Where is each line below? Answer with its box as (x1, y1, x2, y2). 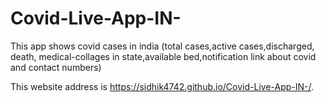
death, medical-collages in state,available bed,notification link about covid (10, 50, 317, 62)
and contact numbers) (10, 61, 102, 73)
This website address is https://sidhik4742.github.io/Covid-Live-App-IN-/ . (10, 80, 315, 92)
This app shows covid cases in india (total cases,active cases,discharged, (10, 40, 315, 52)
